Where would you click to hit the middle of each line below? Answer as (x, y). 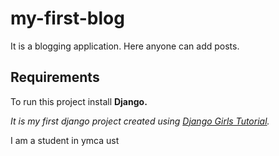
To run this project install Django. (79, 101)
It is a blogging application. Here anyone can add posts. (125, 46)
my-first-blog (67, 18)
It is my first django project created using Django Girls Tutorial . (140, 121)
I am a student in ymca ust (65, 140)
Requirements (55, 77)
